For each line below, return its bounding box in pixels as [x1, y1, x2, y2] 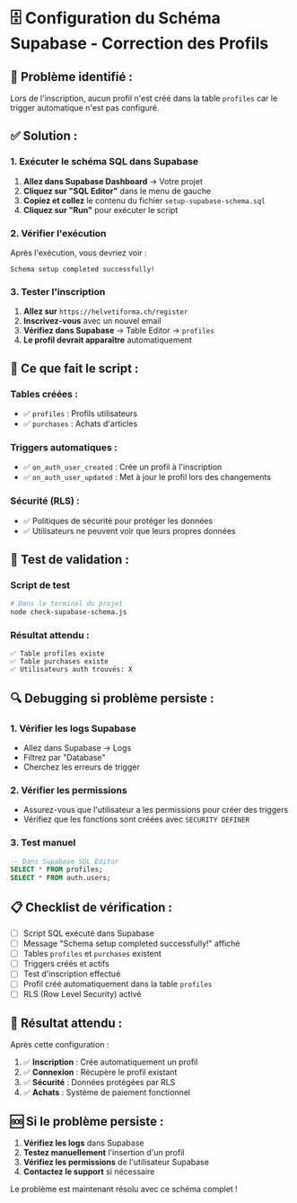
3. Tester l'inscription [10, 285, 106, 298]
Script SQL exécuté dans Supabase [22, 928, 155, 939]
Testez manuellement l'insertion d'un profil [22, 1147, 185, 1158]
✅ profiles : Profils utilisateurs [22, 407, 138, 419]
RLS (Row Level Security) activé [22, 989, 142, 1000]
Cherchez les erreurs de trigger [22, 762, 140, 772]
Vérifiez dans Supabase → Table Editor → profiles [22, 325, 214, 336]
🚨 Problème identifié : [10, 69, 133, 85]
